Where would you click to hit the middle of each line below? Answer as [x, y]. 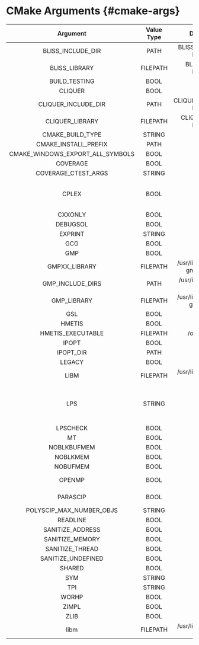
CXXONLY [72, 215]
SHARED [72, 568]
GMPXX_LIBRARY [72, 266]
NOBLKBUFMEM [72, 447]
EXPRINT [72, 234]
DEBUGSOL [72, 224]
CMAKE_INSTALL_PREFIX [72, 144]
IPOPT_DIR [72, 352]
